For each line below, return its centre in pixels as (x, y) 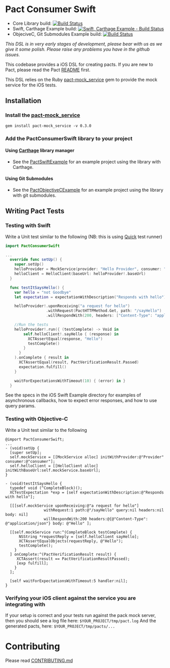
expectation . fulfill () (42, 367)
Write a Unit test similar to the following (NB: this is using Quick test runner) (84, 237)
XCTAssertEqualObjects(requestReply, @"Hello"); (71, 541)
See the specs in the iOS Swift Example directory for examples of (73, 395)
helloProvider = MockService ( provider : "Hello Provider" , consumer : (88, 269)
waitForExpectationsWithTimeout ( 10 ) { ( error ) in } (70, 381)
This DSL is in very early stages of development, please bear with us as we (84, 43)
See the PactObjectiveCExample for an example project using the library (88, 190)
